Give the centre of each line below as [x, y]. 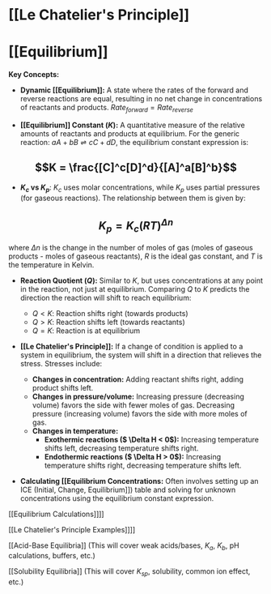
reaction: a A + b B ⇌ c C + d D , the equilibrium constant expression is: [134, 142]
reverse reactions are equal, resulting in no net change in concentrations [141, 99]
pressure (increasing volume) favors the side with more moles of [140, 413]
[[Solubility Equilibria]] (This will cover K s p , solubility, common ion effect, [129, 573]
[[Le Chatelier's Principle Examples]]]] [72, 529]
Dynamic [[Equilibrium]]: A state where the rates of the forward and [134, 90]
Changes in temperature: [75, 430]
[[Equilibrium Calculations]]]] [56, 514]
